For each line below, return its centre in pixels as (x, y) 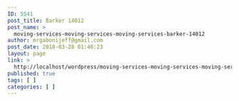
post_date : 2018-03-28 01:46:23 (55, 47)
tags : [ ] (22, 80)
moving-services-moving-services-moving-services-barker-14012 (109, 34)
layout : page (27, 54)
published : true (31, 73)
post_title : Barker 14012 (46, 21)
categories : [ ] (31, 87)
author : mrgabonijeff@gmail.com (55, 41)
